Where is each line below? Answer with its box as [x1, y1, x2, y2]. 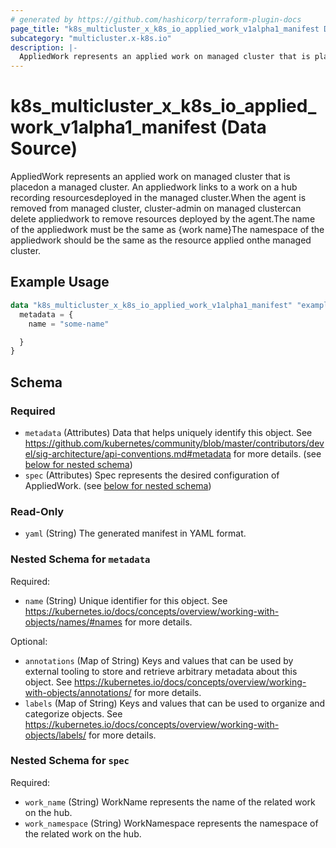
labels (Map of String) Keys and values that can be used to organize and [24, 697, 326, 709]
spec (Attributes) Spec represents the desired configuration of [24, 469, 280, 481]
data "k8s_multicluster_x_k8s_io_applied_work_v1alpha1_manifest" [10, 300, 293, 310]
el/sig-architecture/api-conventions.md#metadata [24, 447, 232, 460]
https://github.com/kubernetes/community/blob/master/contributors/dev [24, 437, 325, 449]
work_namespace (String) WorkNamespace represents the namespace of [24, 817, 319, 829]
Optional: [10, 635, 48, 647]
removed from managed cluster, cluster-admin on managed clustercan [10, 202, 302, 215]
